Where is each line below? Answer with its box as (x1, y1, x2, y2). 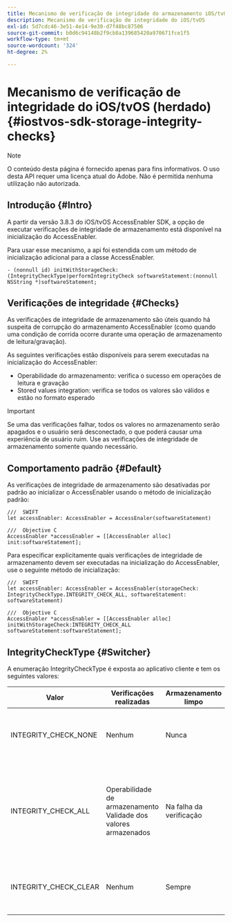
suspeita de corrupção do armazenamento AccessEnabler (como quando (7, 323, 216, 332)
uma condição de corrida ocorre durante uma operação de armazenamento (7, 330, 222, 338)
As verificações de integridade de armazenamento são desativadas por (7, 481, 211, 489)
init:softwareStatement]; (7, 539, 81, 546)
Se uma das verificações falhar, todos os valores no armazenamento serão (7, 421, 220, 429)
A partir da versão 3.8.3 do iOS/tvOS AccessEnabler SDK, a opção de (7, 218, 205, 226)
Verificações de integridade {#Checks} (7, 298, 180, 309)
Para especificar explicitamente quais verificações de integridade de (7, 551, 202, 559)
